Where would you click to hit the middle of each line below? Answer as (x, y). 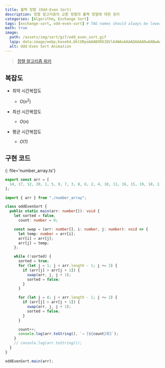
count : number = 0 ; (38, 221)
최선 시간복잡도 (27, 112)
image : (12, 33)
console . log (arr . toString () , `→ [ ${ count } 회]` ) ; (68, 334)
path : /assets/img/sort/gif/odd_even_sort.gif (58, 37)
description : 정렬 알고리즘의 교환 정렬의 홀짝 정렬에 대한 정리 (62, 14)
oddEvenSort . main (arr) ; (29, 361)
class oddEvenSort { (26, 207)
